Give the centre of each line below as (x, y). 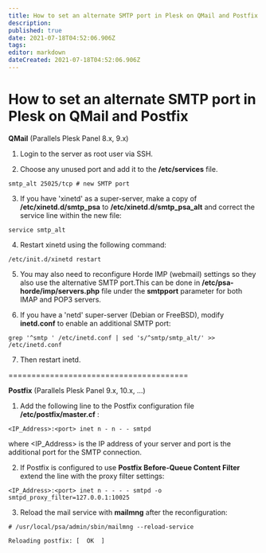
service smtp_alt (37, 230)
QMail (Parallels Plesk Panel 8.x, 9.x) (68, 138)
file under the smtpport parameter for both (172, 290)
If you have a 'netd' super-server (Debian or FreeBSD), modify (122, 314)
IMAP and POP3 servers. (61, 299)
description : (30, 23)
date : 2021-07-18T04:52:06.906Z (62, 38)
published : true (35, 30)
